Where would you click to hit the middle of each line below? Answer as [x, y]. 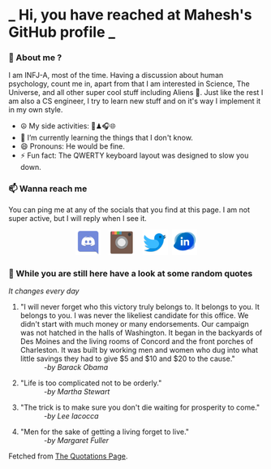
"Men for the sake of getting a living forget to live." [104, 432]
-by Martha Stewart [77, 392]
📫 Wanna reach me [48, 189]
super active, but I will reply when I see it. [78, 218]
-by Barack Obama [76, 367]
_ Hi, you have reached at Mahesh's [130, 15]
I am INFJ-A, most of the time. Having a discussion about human [116, 76]
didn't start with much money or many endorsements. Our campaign [134, 324]
